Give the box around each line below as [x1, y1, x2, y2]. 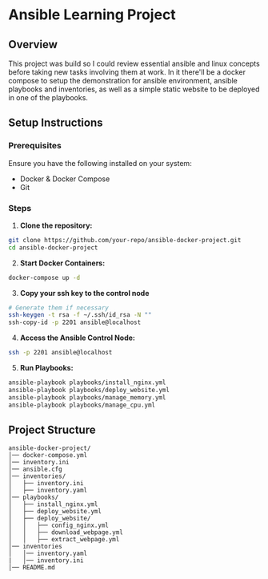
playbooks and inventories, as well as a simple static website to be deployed [8, 84, 260, 94]
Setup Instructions [8, 116, 103, 130]
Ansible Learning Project [8, 6, 176, 24]
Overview [8, 38, 58, 51]
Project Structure [8, 423, 96, 436]
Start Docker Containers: [19, 258, 106, 268]
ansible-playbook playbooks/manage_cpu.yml [8, 401, 156, 409]
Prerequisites [8, 140, 62, 152]
